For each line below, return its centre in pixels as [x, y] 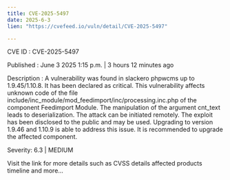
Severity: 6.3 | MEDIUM [40, 150]
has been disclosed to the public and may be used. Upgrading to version [110, 122]
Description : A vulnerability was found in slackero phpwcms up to [101, 78]
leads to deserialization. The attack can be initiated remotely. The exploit [110, 115]
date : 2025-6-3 [29, 20]
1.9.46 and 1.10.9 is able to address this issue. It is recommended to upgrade [115, 130]
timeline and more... [35, 171]
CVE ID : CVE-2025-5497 [43, 52]
